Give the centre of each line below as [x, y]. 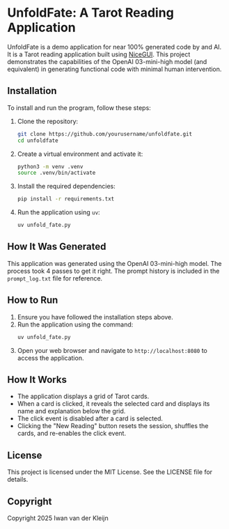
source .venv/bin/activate [56, 173]
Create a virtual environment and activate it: [80, 154]
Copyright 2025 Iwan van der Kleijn [58, 518]
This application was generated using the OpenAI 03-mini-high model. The [114, 263]
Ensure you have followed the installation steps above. [95, 317]
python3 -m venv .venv [50, 166]
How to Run [33, 300]
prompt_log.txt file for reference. [55, 278]
